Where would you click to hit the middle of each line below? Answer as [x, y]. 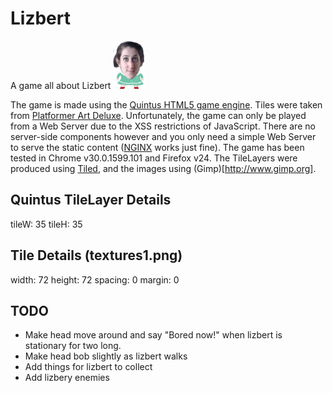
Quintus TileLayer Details [91, 200]
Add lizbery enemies [67, 378]
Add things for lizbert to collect [88, 367]
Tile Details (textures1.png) [96, 255]
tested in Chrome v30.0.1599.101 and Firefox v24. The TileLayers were [154, 158]
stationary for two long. [73, 346]
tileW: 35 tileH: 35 [46, 224]
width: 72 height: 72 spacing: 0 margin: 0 [95, 279]
